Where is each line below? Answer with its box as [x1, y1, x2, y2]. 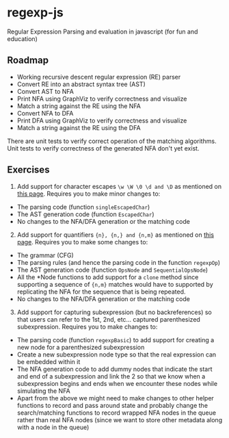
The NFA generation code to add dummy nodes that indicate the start [16, 365, 213, 373]
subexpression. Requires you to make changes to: [16, 322, 158, 331]
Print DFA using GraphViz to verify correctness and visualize [16, 116, 187, 125]
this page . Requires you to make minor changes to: [16, 190, 161, 198]
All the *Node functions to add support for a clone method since [16, 272, 199, 281]
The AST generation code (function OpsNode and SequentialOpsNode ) [16, 266, 208, 274]
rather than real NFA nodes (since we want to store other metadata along [16, 415, 223, 424]
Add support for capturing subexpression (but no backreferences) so [16, 308, 212, 316]
